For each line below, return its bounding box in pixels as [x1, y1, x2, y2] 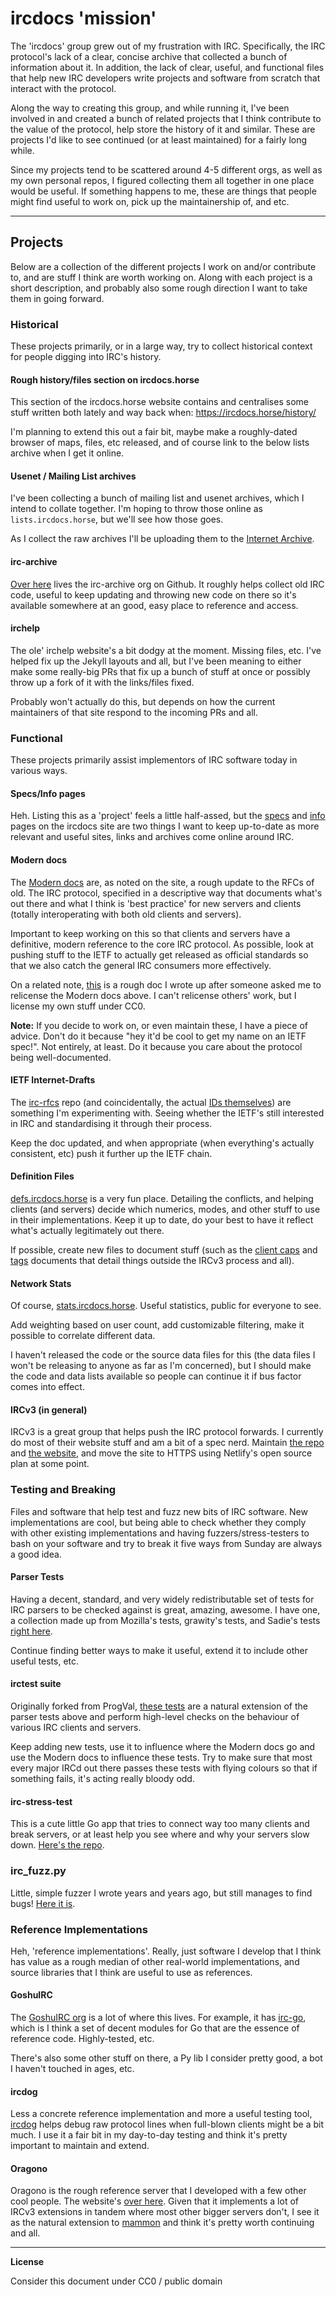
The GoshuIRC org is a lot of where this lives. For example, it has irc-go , [10, 2012, 307, 2024]
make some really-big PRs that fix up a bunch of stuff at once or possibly [10, 665, 311, 677]
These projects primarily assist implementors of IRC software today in [10, 754, 298, 766]
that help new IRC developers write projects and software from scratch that [10, 72, 321, 84]
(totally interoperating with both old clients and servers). [10, 908, 242, 920]
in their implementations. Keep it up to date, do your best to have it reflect [10, 1213, 314, 1226]
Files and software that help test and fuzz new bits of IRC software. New [10, 1505, 308, 1517]
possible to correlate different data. [10, 1330, 156, 1342]
